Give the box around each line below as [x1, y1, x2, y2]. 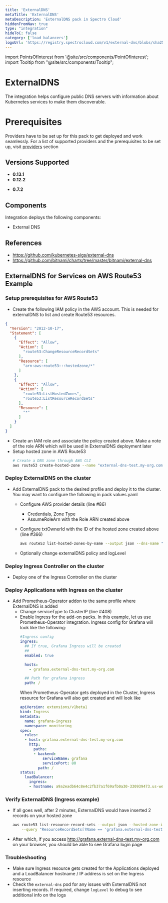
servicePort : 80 [42, 760, 76, 766]
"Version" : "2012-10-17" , [9, 326, 64, 331]
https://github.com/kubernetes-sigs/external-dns [12, 252, 114, 258]
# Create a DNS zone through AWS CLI [12, 458, 91, 463]
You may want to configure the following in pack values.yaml [12, 491, 138, 497]
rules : [24, 733, 38, 738]
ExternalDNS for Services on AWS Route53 [5, 272, 141, 280]
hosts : [24, 662, 38, 667]
